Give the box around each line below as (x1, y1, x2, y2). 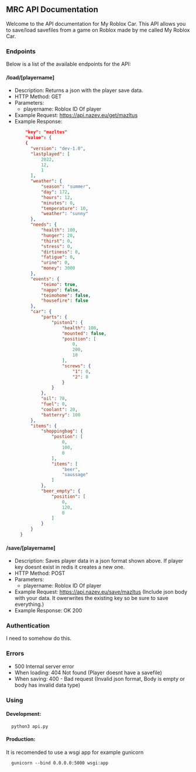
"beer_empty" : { (40, 488, 81, 494)
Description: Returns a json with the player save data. (14, 87, 143, 94)
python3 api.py (11, 723, 49, 729)
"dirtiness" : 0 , (40, 249, 81, 255)
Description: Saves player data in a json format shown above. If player (14, 557, 183, 564)
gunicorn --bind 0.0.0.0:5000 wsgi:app (11, 760, 109, 766)
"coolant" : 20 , (40, 406, 78, 412)
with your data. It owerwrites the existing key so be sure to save (14, 595, 169, 602)
